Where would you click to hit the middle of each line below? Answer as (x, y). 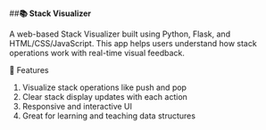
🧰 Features (29, 70)
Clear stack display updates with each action (104, 97)
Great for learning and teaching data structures (109, 116)
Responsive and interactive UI (77, 106)
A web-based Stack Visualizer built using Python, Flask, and (120, 34)
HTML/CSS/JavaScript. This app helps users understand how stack (133, 43)
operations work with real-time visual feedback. (97, 53)
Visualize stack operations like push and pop (104, 87)
